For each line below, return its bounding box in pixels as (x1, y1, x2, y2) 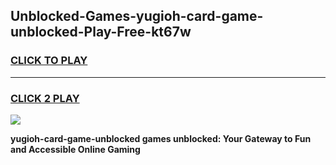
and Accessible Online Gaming (10, 143, 141, 155)
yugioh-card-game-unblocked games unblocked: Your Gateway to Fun (10, 132, 312, 144)
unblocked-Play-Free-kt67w (10, 24, 192, 41)
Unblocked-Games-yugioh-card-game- (10, 8, 264, 25)
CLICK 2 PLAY (10, 91, 80, 105)
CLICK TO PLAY (10, 54, 88, 68)
